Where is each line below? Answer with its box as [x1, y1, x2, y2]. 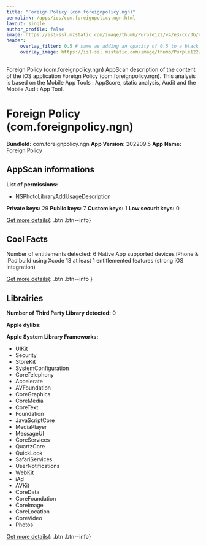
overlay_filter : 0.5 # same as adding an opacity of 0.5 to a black [20, 44, 199, 50]
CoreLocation [15, 508, 50, 515]
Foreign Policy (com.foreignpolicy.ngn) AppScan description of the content [6, 66, 196, 73]
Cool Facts [6, 234, 48, 244]
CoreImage [15, 501, 44, 509]
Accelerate [15, 378, 43, 385]
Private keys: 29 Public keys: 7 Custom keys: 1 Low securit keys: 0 [6, 204, 180, 212]
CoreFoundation [15, 495, 56, 502]
